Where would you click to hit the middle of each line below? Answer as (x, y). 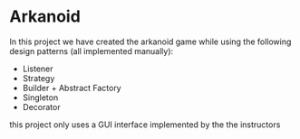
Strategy (39, 78)
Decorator (41, 107)
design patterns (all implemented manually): (92, 51)
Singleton (40, 97)
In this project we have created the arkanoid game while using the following (150, 42)
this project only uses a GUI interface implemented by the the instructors (145, 125)
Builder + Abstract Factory (72, 88)
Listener (38, 69)
